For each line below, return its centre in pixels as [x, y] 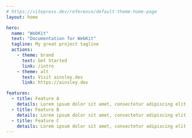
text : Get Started [44, 60]
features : [18, 93]
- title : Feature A [35, 99]
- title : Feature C [35, 121]
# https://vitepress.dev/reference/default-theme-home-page [82, 11]
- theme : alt [33, 71]
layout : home [22, 17]
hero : [13, 28]
